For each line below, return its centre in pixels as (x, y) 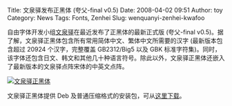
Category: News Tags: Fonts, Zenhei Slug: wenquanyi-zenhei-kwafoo (106, 18)
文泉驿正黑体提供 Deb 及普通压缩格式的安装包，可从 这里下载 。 (96, 96)
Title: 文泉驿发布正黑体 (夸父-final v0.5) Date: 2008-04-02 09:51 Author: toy (115, 10)
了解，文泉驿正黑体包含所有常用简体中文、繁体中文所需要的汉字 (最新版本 (112, 41)
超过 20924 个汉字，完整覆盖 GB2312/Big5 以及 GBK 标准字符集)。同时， (117, 49)
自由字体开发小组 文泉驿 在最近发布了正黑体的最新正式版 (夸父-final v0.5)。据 (116, 32)
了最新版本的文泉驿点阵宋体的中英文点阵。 (68, 66)
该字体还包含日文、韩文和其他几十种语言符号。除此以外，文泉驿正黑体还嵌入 (116, 58)
